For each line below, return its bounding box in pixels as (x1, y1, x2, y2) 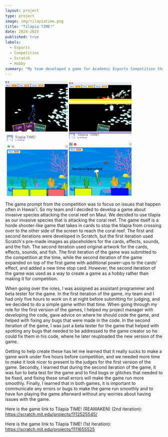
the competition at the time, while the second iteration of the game (5, 254, 142, 260)
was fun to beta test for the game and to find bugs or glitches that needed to (5, 369, 163, 375)
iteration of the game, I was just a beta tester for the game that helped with (5, 322, 159, 328)
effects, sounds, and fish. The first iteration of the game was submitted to (5, 249, 156, 255)
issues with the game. (5, 396, 50, 402)
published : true (5, 35, 39, 40)
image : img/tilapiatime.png (5, 19, 64, 24)
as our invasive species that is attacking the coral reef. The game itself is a (5, 217, 159, 223)
